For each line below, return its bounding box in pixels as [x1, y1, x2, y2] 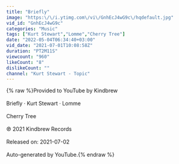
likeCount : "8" [6, 59, 45, 65]
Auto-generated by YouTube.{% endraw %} [6, 151, 115, 159]
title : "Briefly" [6, 8, 50, 15]
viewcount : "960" [6, 54, 50, 60]
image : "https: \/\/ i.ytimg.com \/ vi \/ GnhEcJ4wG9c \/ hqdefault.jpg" [6, 14, 174, 20]
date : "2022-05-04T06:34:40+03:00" [6, 37, 96, 43]
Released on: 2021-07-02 [6, 138, 70, 145]
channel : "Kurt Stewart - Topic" [6, 71, 90, 77]
